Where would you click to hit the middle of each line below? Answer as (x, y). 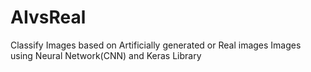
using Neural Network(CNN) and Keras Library (106, 55)
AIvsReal (48, 17)
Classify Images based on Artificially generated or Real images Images (156, 45)
